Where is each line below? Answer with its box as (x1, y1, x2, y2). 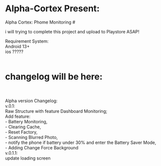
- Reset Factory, (5, 129, 38, 135)
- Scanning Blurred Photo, (5, 134, 58, 140)
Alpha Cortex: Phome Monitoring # (5, 19, 75, 25)
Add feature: (5, 113, 31, 119)
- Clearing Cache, (5, 124, 41, 130)
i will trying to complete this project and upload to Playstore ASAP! (5, 28, 139, 34)
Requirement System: (5, 38, 49, 44)
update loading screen (5, 155, 51, 161)
